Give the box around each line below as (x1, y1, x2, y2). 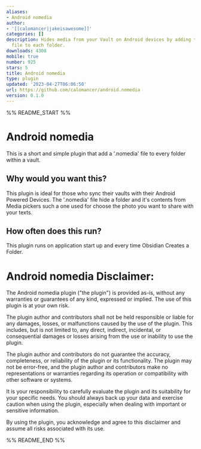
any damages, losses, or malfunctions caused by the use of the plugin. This (6, 320, 193, 327)
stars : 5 (6, 64, 28, 71)
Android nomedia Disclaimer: (6, 270, 154, 283)
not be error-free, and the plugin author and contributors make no (6, 364, 169, 371)
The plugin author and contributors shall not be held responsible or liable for (6, 313, 194, 321)
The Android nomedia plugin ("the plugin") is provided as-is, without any (6, 289, 185, 297)
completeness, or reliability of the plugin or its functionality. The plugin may (6, 357, 192, 364)
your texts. (6, 208, 33, 216)
